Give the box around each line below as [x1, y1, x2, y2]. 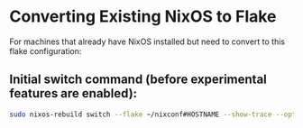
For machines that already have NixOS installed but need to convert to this [9, 36, 286, 47]
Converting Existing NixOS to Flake [9, 6, 277, 27]
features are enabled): [9, 86, 138, 101]
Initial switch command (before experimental [9, 72, 268, 87]
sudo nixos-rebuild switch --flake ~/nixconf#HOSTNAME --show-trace [9, 110, 272, 119]
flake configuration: [9, 45, 82, 56]
